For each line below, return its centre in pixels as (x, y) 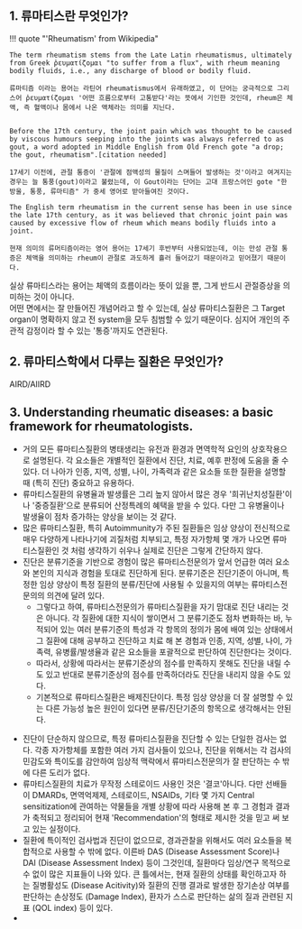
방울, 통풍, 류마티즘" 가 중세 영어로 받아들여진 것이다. (100, 191)
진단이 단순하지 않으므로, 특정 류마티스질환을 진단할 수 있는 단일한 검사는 (150, 739)
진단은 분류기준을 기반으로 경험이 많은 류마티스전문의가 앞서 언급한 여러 (147, 562)
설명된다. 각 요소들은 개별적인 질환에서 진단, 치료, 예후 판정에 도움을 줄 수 (160, 460)
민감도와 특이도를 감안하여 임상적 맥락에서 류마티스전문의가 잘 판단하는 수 (151, 761)
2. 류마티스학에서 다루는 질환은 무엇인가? (116, 362)
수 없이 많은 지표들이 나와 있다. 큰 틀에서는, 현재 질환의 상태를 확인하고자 (150, 874)
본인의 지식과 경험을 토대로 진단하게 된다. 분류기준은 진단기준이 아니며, (156, 573)
